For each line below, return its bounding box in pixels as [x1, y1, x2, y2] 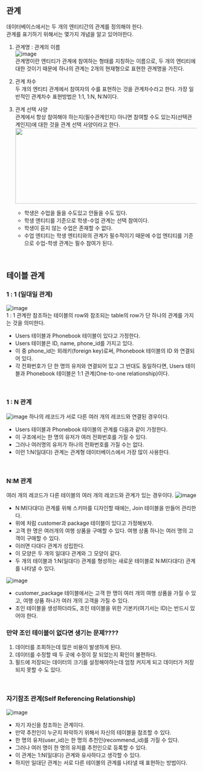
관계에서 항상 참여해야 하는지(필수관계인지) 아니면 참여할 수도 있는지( [14, 113, 178, 120]
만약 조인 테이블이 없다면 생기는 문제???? [6, 629, 119, 637]
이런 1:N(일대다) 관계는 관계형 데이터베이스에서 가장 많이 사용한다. [14, 448, 170, 455]
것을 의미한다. [12, 319, 45, 326]
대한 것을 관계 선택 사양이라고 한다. [38, 120, 121, 128]
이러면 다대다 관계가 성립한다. [14, 542, 85, 550]
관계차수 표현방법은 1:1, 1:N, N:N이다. [31, 92, 119, 100]
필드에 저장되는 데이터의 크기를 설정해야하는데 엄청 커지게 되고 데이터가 [14, 658, 183, 666]
